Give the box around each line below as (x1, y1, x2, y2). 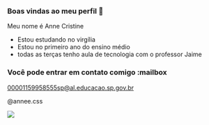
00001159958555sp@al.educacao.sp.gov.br (7, 83, 134, 92)
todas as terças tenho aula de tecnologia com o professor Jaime (17, 50, 202, 58)
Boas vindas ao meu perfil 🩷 (7, 6, 104, 16)
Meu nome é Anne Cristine (7, 22, 84, 31)
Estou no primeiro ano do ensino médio (17, 43, 130, 51)
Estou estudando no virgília (17, 35, 96, 44)
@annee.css (7, 97, 43, 105)
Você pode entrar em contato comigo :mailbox (7, 67, 167, 77)
